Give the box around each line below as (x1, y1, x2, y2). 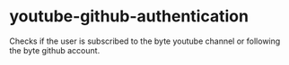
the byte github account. (9, 45, 101, 55)
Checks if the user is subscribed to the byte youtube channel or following (9, 36, 281, 46)
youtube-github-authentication (9, 6, 250, 27)
